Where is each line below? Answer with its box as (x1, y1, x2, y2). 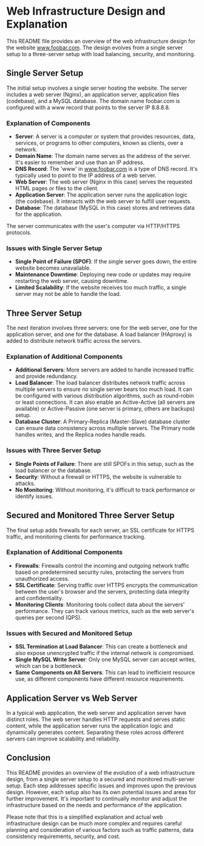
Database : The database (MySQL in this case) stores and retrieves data (15, 204, 195, 212)
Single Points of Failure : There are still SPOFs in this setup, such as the (15, 460, 194, 467)
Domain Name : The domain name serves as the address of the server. (15, 152, 191, 160)
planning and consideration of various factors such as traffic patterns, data (6, 826, 194, 833)
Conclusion (6, 753, 51, 763)
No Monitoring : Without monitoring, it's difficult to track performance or (15, 486, 195, 493)
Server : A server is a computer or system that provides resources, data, (15, 133, 195, 140)
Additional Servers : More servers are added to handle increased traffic (15, 366, 194, 373)
